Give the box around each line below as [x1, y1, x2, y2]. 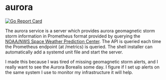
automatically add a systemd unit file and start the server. [5, 49, 123, 55]
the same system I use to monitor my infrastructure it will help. [5, 69, 133, 75]
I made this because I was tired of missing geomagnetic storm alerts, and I [5, 58, 158, 64]
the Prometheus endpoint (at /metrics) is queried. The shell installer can [5, 43, 153, 49]
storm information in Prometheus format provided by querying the [5, 33, 141, 39]
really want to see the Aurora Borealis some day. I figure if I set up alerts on [5, 64, 160, 70]
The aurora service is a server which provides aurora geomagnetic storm [5, 27, 156, 33]
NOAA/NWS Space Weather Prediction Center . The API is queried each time [5, 38, 161, 44]
